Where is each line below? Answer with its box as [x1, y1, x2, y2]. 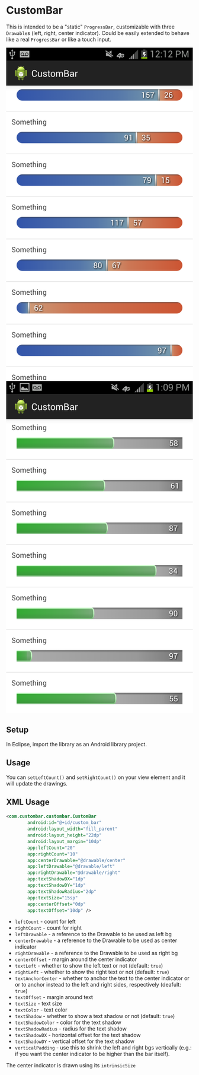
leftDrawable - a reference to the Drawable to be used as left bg [14, 931, 172, 938]
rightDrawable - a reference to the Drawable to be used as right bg [14, 950, 178, 957]
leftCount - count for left [14, 918, 76, 925]
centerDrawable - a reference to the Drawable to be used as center [14, 937, 178, 944]
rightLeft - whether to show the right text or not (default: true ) [14, 968, 169, 976]
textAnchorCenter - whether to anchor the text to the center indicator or [14, 975, 190, 982]
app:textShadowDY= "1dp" [27, 882, 86, 888]
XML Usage [6, 797, 50, 807]
